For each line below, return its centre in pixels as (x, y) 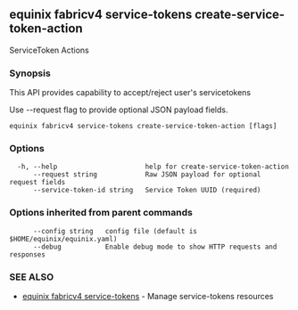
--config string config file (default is (115, 231)
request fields (37, 183)
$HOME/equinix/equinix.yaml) (63, 239)
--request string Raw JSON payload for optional (147, 175)
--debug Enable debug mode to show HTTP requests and (155, 247)
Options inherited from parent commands (101, 213)
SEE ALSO (32, 277)
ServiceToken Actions (49, 50)
